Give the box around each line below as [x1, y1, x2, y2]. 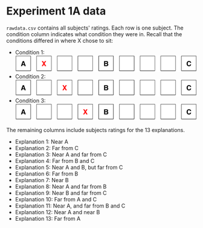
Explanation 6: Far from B [14, 170, 79, 177]
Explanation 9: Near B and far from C [14, 189, 107, 197]
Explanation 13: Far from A [14, 215, 81, 222]
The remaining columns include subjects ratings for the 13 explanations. [6, 126, 185, 133]
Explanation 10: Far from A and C [14, 195, 97, 203]
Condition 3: [14, 97, 46, 104]
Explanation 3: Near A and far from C [14, 151, 108, 158]
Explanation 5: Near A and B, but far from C [14, 163, 123, 171]
